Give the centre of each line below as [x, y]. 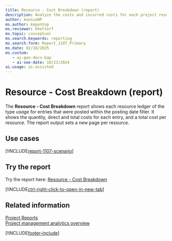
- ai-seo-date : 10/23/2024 [41, 62]
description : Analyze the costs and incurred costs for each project [81, 15]
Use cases [22, 139]
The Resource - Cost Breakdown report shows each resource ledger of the [85, 106]
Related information [38, 206]
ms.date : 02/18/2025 [27, 48]
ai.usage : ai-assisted [29, 67]
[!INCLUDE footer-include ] [33, 233]
